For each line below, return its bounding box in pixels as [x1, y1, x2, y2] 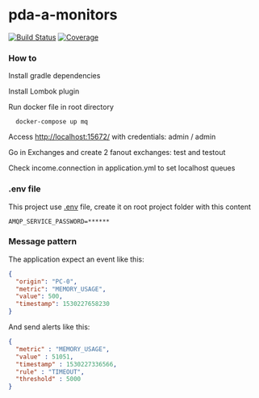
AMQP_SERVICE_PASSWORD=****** [8, 217, 111, 225]
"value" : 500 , [15, 292, 63, 300]
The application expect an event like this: [8, 254, 144, 264]
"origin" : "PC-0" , [15, 277, 78, 286]
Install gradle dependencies [8, 71, 101, 81]
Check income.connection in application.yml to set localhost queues [8, 163, 236, 173]
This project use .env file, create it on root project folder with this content [8, 202, 252, 212]
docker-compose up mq [15, 118, 89, 126]
